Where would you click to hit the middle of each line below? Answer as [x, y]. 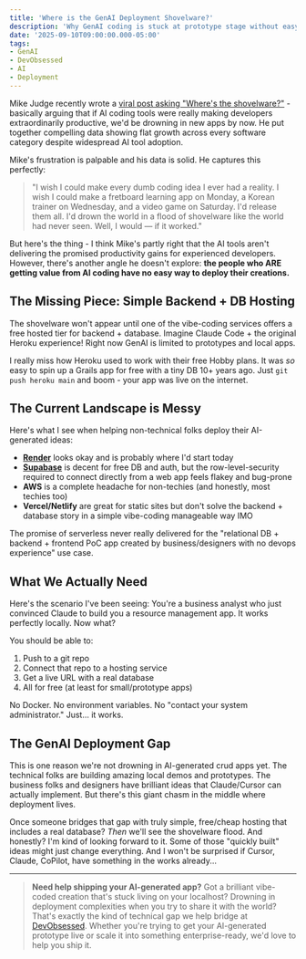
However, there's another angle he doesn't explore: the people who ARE [146, 263]
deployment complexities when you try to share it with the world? [154, 906]
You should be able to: [51, 641]
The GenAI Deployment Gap [90, 743]
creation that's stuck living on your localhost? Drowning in [167, 896]
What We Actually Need [78, 582]
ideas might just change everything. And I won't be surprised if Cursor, [142, 851]
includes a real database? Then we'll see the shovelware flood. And [136, 832]
